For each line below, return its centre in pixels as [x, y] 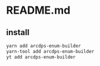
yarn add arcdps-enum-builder [44, 46]
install [18, 32]
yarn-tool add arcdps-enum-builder [50, 51]
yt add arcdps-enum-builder [41, 57]
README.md [38, 10]
